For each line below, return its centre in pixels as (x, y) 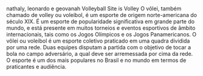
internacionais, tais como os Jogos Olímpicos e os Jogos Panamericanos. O (101, 35)
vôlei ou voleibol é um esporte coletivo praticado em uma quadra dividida (98, 41)
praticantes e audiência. (36, 67)
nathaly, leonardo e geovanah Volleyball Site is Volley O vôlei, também (94, 9)
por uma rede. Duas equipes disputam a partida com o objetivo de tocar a (99, 47)
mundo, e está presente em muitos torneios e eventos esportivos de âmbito (101, 28)
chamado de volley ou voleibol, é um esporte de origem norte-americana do (102, 15)
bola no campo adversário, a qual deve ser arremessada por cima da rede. (100, 54)
